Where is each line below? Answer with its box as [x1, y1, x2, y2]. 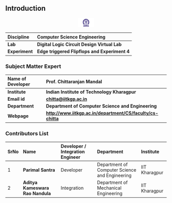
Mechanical [97, 185, 122, 191]
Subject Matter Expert [5, 63, 61, 70]
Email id [7, 96, 25, 102]
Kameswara [23, 185, 50, 191]
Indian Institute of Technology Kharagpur [46, 88, 137, 95]
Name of [7, 76, 27, 82]
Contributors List [5, 130, 49, 137]
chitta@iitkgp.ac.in [46, 96, 88, 102]
